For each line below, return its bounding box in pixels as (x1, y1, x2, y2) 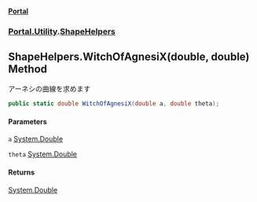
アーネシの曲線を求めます (8, 84, 91, 94)
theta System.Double (8, 149, 77, 159)
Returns (8, 167, 35, 177)
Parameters (8, 116, 47, 126)
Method (8, 62, 48, 75)
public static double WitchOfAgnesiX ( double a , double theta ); (8, 100, 220, 108)
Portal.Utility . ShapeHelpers (8, 26, 116, 37)
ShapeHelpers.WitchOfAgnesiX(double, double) (8, 50, 250, 63)
